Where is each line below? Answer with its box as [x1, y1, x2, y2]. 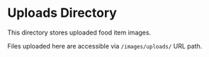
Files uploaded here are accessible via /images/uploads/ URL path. [7, 42, 203, 50]
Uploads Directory [7, 5, 117, 21]
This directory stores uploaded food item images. [7, 28, 151, 37]
